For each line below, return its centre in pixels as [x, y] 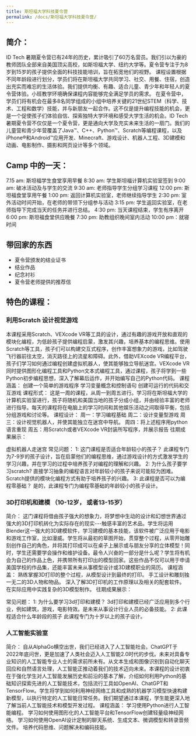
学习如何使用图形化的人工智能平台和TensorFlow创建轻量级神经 [103, 713]
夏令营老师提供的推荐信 [43, 282]
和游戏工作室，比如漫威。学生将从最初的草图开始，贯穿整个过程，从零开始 [95, 538]
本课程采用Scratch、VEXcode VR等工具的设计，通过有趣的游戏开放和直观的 [97, 334]
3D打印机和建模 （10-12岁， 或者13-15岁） [66, 502]
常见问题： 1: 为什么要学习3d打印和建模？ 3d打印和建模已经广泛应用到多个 [95, 601]
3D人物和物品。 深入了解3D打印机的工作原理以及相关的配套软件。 [105, 582]
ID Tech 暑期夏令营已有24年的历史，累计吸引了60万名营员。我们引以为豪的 [96, 57]
